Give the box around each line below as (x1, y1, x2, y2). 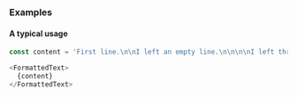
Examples (9, 6, 53, 19)
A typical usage (9, 28, 68, 39)
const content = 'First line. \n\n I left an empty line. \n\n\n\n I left (9, 48, 275, 56)
